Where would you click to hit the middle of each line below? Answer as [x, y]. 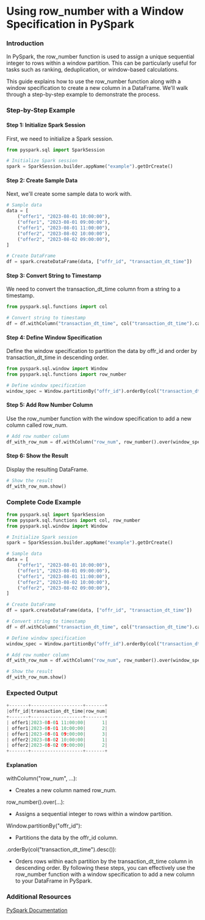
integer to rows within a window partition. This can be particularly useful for [102, 63]
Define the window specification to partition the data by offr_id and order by [102, 351]
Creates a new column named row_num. [66, 790]
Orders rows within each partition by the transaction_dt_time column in [104, 861]
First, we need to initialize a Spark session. [60, 138]
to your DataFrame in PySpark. [54, 881]
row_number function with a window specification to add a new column [105, 874]
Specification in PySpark [70, 24]
